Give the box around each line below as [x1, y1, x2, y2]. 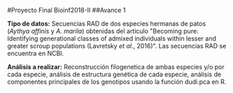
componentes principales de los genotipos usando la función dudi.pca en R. [7, 78, 227, 86]
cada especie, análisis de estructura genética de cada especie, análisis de [7, 70, 222, 78]
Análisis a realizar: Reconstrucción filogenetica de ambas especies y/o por [7, 63, 225, 71]
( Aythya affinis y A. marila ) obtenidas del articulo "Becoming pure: [7, 27, 199, 35]
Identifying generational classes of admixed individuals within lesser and [7, 34, 217, 43]
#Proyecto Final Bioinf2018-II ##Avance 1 [7, 6, 126, 14]
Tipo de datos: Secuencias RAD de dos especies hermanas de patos [7, 20, 206, 27]
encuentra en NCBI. [7, 49, 64, 57]
